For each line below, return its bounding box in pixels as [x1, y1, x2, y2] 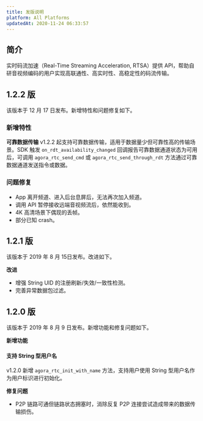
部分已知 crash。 [15, 216, 58, 223]
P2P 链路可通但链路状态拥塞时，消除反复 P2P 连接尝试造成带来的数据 [15, 400, 191, 408]
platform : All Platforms [6, 15, 70, 21]
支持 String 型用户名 [6, 352, 57, 359]
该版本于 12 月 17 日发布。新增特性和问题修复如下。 [6, 106, 136, 114]
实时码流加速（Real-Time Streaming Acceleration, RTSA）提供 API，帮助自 [6, 62, 194, 69]
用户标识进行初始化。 [11, 374, 65, 382]
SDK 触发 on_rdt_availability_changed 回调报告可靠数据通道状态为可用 [17, 146, 197, 154]
